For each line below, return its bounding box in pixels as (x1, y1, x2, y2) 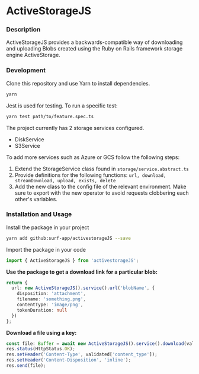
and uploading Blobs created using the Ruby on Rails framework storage (6, 45, 183, 52)
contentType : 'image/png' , (17, 302, 84, 308)
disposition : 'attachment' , (17, 291, 86, 297)
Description (6, 26, 41, 34)
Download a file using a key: (6, 329, 77, 336)
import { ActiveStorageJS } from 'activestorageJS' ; (6, 257, 139, 264)
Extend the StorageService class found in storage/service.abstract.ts (14, 165, 190, 172)
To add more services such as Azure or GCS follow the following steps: (6, 153, 180, 161)
